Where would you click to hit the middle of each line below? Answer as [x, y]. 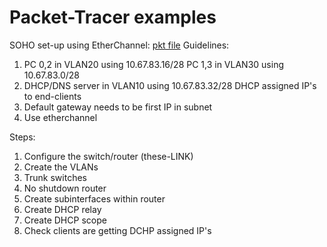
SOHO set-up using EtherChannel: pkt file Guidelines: [119, 45]
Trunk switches [55, 177]
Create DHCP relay [62, 209]
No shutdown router [65, 188]
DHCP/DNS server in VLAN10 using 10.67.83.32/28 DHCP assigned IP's [170, 85]
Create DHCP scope [65, 220]
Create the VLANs [61, 167]
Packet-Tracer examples [113, 17]
